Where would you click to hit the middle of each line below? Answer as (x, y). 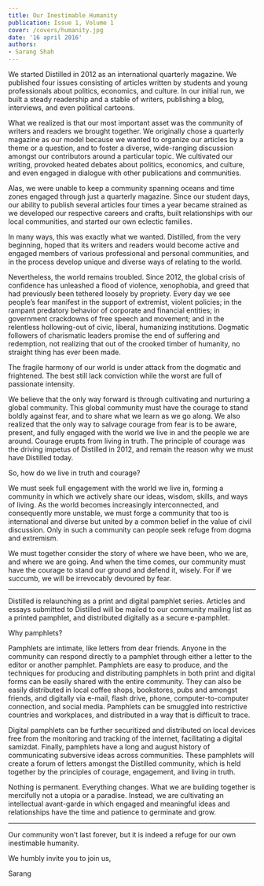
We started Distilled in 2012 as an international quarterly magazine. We (123, 74)
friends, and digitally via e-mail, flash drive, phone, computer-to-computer (128, 698)
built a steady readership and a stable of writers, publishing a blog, (116, 99)
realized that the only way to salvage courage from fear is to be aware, (123, 424)
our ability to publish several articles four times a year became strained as (128, 205)
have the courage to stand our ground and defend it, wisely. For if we (120, 570)
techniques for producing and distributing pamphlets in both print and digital (132, 673)
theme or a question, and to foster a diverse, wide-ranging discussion (121, 148)
